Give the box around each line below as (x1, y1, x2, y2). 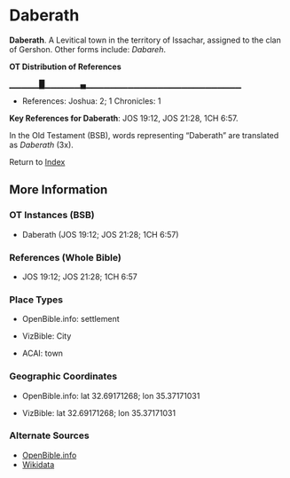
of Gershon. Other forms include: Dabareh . (9, 43, 167, 54)
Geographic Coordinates (9, 370, 118, 382)
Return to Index (9, 156, 66, 167)
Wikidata (21, 458, 55, 470)
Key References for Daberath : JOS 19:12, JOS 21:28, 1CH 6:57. (9, 113, 239, 123)
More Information (9, 183, 108, 198)
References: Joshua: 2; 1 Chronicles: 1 (21, 95, 161, 106)
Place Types (9, 294, 64, 306)
